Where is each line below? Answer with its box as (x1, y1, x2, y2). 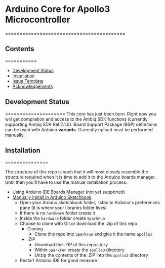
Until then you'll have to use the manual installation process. (5, 179, 127, 185)
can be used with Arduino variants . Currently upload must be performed (5, 126, 153, 132)
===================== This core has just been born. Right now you (5, 110, 157, 117)
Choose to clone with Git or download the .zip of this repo (19, 220, 137, 226)
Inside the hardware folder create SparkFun (19, 215, 105, 221)
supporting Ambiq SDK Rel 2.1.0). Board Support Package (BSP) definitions (5, 121, 158, 127)
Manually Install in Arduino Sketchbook (12, 194, 92, 200)
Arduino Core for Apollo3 (5, 3, 110, 15)
